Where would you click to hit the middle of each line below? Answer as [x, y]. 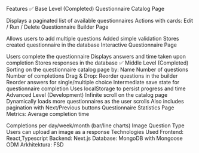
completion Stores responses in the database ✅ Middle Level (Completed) [97, 63]
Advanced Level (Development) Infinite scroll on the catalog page [87, 95]
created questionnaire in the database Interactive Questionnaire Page [92, 45]
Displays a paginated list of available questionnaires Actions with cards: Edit [99, 21]
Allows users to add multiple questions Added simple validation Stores [93, 39]
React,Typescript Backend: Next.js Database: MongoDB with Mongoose [95, 138]
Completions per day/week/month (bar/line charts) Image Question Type [95, 126]
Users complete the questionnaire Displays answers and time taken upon [96, 56]
